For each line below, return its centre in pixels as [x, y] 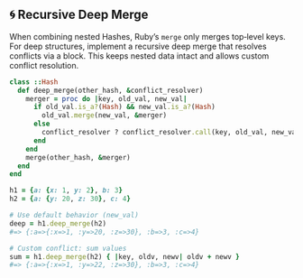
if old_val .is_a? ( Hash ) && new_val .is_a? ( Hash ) [124, 107]
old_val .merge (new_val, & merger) [105, 116]
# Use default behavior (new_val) [74, 216]
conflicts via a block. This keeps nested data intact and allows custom [139, 56]
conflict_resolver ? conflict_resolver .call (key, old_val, [155, 133]
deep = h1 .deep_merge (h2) [58, 223]
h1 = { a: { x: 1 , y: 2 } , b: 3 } [66, 190]
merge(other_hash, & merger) [78, 157]
